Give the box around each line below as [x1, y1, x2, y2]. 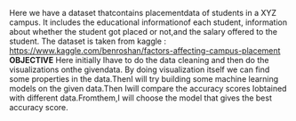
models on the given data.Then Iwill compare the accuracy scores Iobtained [9, 84, 287, 93]
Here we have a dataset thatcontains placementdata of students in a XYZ [9, 8, 277, 18]
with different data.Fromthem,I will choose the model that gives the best [9, 93, 273, 103]
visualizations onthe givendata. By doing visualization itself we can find [9, 64, 270, 75]
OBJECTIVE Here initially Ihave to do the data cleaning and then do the [9, 55, 269, 65]
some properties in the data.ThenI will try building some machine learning [9, 74, 279, 84]
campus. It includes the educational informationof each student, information [9, 17, 287, 28]
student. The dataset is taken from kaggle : [9, 36, 167, 46]
